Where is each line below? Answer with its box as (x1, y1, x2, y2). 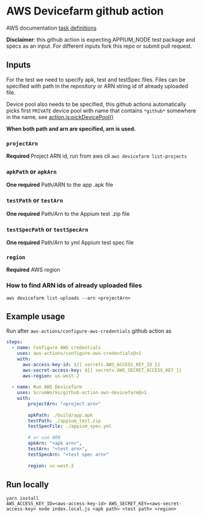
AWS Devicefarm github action (6, 4, 164, 18)
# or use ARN (28, 435, 61, 441)
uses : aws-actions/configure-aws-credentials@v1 (17, 351, 142, 357)
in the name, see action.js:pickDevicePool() (6, 113, 114, 120)
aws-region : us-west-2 (22, 373, 80, 379)
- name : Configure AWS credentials (11, 345, 101, 351)
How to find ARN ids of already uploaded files (6, 281, 142, 290)
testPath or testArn (6, 196, 63, 205)
